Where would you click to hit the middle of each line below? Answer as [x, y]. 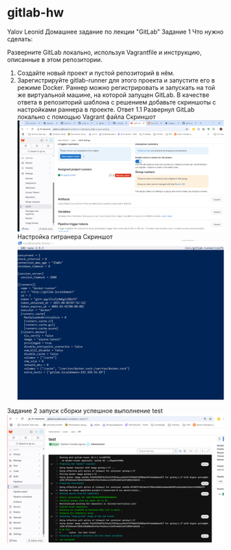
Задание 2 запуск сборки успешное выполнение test [85, 411]
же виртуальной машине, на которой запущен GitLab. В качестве [113, 95]
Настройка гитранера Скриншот [65, 237]
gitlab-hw [35, 13]
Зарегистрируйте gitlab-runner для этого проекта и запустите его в [116, 80]
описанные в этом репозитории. [55, 59]
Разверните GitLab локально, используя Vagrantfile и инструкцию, [104, 52]
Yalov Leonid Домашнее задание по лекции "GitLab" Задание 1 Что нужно [115, 32]
